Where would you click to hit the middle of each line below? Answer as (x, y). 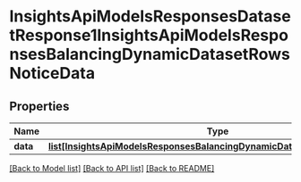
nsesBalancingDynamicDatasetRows (150, 54)
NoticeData (52, 74)
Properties (39, 106)
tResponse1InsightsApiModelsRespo (149, 35)
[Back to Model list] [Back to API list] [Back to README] (112, 168)
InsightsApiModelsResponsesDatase (150, 17)
